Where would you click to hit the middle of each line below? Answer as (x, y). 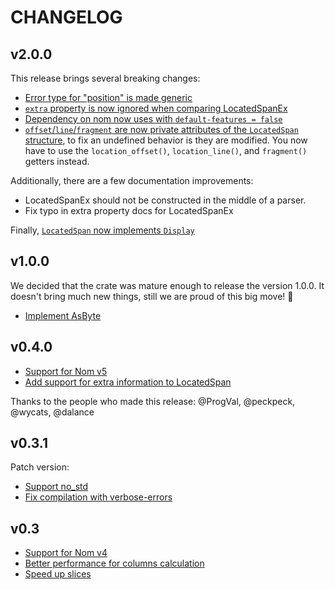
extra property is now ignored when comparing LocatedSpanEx (156, 108)
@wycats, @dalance (52, 412)
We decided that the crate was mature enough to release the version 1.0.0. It (167, 285)
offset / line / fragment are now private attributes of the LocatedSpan (161, 129)
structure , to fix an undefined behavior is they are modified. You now (166, 140)
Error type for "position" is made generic (108, 97)
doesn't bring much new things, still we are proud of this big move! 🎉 (152, 296)
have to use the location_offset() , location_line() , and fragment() (166, 150)
